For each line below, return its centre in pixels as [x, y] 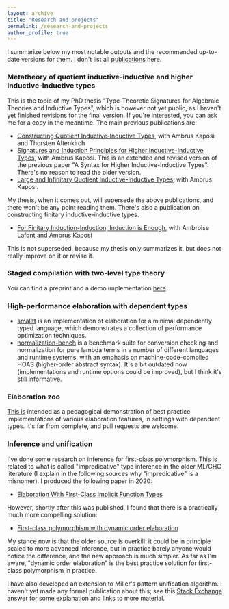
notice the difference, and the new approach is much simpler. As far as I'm [112, 556]
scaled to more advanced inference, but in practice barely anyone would [109, 548]
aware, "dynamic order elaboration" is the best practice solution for [102, 563]
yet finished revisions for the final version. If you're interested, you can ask [112, 115]
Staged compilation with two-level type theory [86, 273]
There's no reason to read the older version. [79, 172]
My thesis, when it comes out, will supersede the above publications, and [110, 200]
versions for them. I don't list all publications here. [91, 60]
